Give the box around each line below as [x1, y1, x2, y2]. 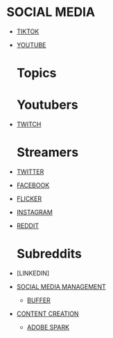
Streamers [16, 144, 79, 160]
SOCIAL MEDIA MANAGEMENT [16, 282, 107, 291]
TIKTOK [16, 27, 40, 36]
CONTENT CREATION [16, 309, 79, 318]
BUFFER [26, 295, 51, 304]
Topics [16, 66, 57, 81]
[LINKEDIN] [16, 269, 50, 277]
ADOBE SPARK [26, 323, 70, 331]
